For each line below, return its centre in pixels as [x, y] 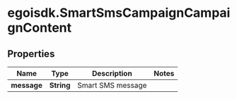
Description [112, 73]
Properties [31, 54]
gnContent [40, 28]
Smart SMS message [112, 85]
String [60, 85]
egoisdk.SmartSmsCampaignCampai [119, 13]
